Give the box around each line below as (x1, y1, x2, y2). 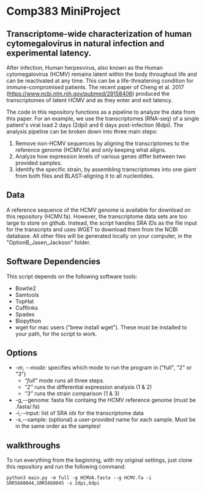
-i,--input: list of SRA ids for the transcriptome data (15, 409, 144, 417)
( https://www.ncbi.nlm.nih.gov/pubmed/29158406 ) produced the (6, 90, 170, 97)
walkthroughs (6, 440, 61, 450)
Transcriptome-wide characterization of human (6, 29, 192, 39)
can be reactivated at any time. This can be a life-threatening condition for (6, 77, 194, 84)
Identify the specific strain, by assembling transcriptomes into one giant (15, 166, 196, 173)
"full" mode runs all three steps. (24, 377, 105, 384)
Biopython (15, 317, 42, 324)
